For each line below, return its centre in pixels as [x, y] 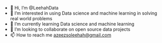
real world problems [31, 18]
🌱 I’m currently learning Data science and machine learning [72, 24]
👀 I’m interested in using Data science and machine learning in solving [84, 13]
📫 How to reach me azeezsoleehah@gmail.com [61, 35]
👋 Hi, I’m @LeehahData [34, 8]
